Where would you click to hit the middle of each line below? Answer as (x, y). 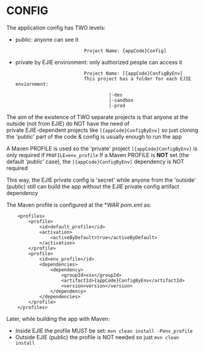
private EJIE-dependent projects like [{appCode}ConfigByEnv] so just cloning (102, 130)
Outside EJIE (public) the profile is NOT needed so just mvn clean (97, 337)
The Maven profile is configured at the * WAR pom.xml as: (79, 205)
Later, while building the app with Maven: (58, 318)
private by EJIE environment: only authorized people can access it (99, 62)
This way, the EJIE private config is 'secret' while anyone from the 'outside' (101, 180)
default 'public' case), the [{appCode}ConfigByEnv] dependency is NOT (96, 161)
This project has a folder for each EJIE (137, 79)
